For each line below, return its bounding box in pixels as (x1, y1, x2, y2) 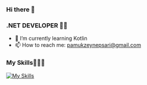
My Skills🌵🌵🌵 (6, 59, 46, 67)
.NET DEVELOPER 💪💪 (6, 21, 68, 29)
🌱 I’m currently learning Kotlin (14, 35, 87, 42)
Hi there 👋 (6, 5, 36, 14)
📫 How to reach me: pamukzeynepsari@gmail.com (14, 42, 142, 49)
